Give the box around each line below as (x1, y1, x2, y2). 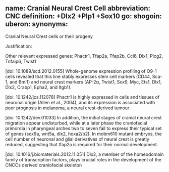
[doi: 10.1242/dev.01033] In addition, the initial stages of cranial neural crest (5, 114, 162, 120)
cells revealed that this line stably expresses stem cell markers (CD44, (5, 73, 151, 79)
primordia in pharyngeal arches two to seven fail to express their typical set (5, 125, 162, 131)
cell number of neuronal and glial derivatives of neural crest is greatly (5, 136, 150, 142)
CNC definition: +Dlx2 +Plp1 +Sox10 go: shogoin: (5, 12, 162, 21)
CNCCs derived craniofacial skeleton (5, 162, 82, 168)
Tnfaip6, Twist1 (5, 58, 37, 64)
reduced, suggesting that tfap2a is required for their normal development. (5, 141, 158, 147)
